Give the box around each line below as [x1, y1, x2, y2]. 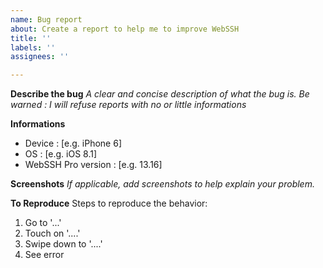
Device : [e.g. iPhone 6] [24, 137, 122, 150]
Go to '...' [24, 217, 62, 229]
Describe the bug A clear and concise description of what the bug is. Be [10, 88, 310, 100]
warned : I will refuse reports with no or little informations [10, 99, 247, 111]
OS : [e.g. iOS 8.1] [24, 148, 98, 160]
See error [24, 249, 65, 261]
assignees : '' [10, 52, 70, 62]
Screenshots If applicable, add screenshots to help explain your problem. [10, 178, 315, 190]
